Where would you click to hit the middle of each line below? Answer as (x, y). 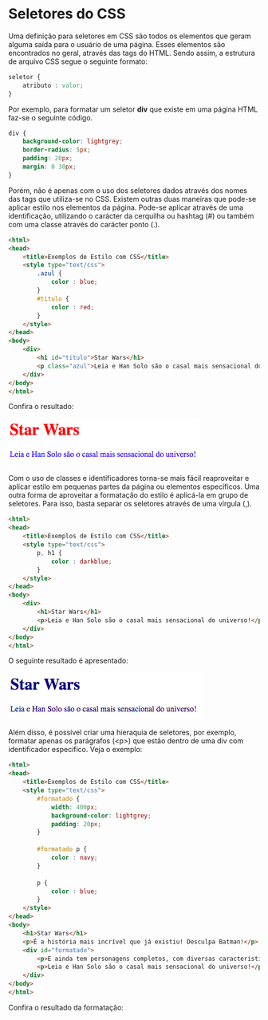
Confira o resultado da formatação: (66, 1007)
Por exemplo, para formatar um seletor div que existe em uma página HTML (133, 109)
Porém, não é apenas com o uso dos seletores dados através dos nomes (128, 190)
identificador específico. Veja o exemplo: (75, 750)
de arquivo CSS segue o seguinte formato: (78, 61)
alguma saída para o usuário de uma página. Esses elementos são (117, 44)
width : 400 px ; (74, 807)
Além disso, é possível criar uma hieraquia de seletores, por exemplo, (122, 733)
